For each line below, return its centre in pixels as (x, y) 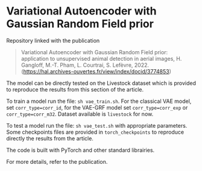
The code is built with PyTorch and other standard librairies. (80, 150)
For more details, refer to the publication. (57, 161)
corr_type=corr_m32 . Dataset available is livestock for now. (80, 114)
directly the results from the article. (50, 138)
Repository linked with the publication (53, 40)
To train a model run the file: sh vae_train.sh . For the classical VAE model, (99, 101)
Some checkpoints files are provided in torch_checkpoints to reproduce (95, 132)
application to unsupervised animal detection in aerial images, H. (101, 58)
